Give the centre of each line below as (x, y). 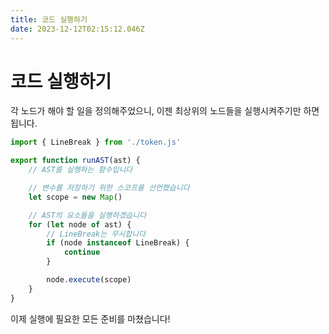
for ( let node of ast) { (80, 224)
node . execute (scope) (89, 280)
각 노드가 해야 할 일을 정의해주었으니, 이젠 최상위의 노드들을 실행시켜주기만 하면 (165, 111)
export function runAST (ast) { (75, 161)
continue (82, 252)
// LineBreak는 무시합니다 (96, 234)
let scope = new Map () (75, 197)
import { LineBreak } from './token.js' (96, 142)
